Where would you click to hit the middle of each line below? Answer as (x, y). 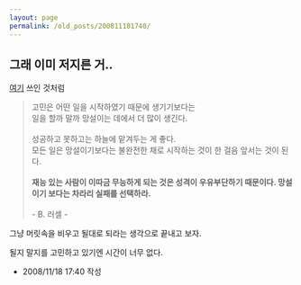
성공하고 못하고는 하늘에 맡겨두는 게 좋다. (104, 139)
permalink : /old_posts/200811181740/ (80, 26)
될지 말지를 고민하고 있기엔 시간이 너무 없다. (87, 253)
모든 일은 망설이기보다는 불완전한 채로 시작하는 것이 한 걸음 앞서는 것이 (155, 150)
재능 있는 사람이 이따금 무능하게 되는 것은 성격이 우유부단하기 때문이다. (154, 183)
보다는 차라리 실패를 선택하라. (100, 193)
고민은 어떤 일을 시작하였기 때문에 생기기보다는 (113, 107)
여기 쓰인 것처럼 (37, 88)
